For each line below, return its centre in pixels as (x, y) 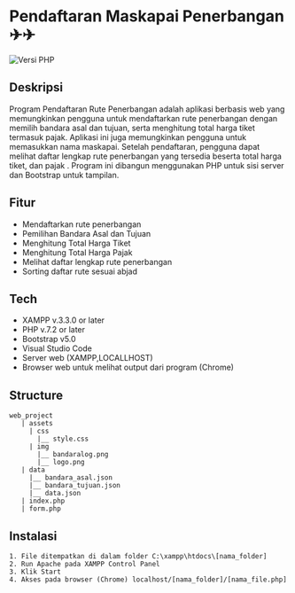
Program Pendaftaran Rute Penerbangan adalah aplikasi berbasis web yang (147, 109)
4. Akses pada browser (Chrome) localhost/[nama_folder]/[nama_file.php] (148, 580)
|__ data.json (55, 494)
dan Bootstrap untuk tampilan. (64, 175)
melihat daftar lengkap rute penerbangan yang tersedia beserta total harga (145, 156)
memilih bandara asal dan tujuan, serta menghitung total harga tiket (132, 128)
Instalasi (33, 536)
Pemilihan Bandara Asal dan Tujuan (86, 233)
